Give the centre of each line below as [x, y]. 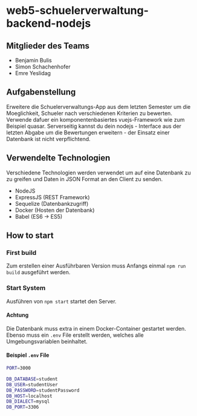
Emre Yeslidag [33, 73]
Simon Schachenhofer [43, 67]
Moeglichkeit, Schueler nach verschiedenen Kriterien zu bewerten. [89, 113]
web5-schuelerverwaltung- [78, 11]
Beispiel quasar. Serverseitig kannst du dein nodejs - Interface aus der [94, 126]
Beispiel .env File [28, 355]
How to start [30, 236]
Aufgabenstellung [41, 92]
